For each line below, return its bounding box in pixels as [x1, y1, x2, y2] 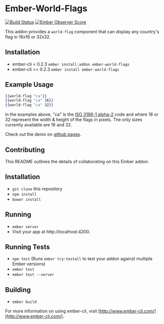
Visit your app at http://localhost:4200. [12, 228, 91, 234]
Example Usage [5, 80, 54, 89]
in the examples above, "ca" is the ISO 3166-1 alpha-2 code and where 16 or [5, 111, 159, 118]
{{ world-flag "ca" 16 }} [5, 98, 54, 103]
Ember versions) [12, 261, 46, 267]
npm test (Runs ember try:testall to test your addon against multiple [12, 256, 153, 262]
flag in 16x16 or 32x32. [5, 34, 51, 40]
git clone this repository [12, 186, 63, 192]
